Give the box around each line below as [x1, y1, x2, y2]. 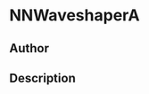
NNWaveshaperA [9, 5, 140, 26]
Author [9, 41, 49, 56]
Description [9, 70, 76, 85]
